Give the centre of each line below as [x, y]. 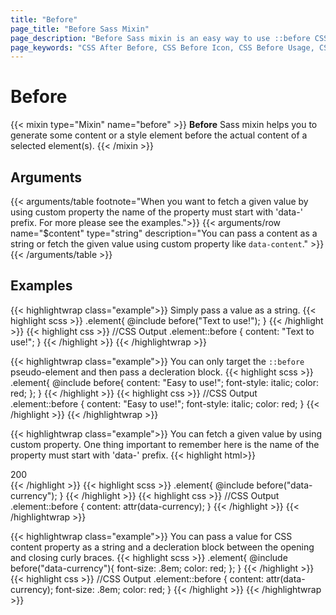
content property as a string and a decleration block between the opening [162, 547]
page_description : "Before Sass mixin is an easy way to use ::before [160, 38]
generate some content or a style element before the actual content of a [159, 135]
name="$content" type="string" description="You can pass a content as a [164, 233]
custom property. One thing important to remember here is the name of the [165, 444]
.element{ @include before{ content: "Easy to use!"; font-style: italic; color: [165, 382]
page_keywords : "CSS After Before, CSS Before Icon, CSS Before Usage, [162, 47]
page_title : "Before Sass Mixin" [80, 29]
